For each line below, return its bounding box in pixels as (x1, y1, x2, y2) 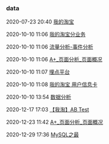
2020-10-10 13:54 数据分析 (6, 93, 72, 101)
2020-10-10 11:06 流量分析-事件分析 (6, 43, 93, 51)
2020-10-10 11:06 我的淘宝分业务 (6, 31, 86, 38)
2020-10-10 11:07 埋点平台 (6, 68, 70, 76)
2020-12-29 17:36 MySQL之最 (6, 131, 80, 138)
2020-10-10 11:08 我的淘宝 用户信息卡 (6, 81, 98, 88)
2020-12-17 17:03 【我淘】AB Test (6, 106, 90, 113)
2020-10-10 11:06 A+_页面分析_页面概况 (6, 56, 103, 63)
